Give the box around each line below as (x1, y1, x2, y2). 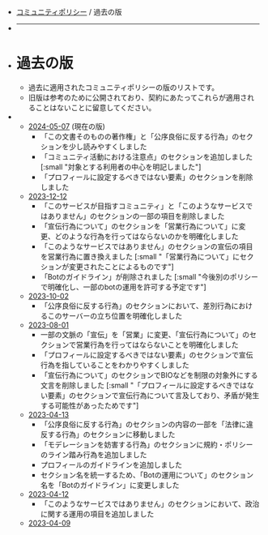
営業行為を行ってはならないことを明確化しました (75, 340, 239, 349)
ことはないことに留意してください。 (35, 102, 156, 112)
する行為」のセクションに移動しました (47, 429, 176, 439)
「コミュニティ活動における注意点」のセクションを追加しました (40, 152, 253, 161)
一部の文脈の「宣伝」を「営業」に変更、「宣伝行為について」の (40, 329, 249, 339)
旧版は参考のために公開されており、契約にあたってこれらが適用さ (28, 92, 248, 102)
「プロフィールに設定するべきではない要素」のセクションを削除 (40, 172, 253, 182)
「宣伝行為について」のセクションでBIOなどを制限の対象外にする (40, 370, 258, 379)
